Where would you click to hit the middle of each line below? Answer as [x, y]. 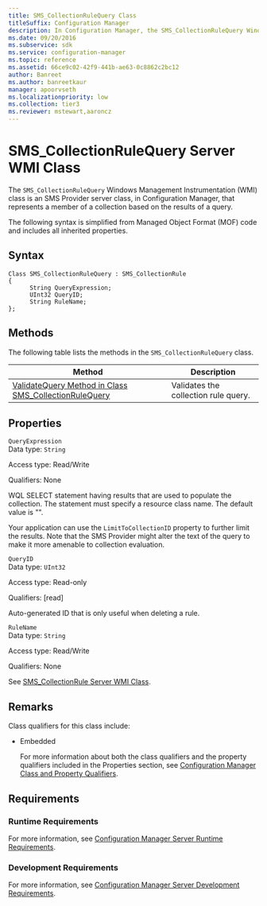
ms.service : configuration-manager [67, 52]
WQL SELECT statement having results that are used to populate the [120, 496]
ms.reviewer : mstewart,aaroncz [60, 112]
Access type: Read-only [48, 583]
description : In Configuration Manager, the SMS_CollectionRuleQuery [126, 30]
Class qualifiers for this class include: [70, 726]
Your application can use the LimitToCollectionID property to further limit [129, 528]
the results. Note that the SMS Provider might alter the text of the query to [129, 536]
